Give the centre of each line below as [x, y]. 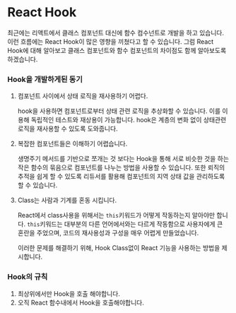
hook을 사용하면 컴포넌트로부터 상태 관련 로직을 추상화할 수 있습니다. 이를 [119, 111]
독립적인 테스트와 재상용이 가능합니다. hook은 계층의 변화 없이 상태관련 [129, 120]
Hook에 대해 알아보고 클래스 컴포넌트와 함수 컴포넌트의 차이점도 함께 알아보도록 [117, 50]
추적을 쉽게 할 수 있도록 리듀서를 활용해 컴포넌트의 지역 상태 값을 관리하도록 [121, 177]
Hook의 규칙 [28, 277]
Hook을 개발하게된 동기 [45, 79]
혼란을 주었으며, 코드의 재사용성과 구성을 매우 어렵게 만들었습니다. [108, 233]
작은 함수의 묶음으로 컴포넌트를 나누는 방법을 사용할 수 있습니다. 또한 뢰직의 [121, 167]
